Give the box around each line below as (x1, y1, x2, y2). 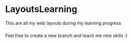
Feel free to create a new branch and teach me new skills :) (5, 32, 128, 38)
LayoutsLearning (5, 3, 78, 15)
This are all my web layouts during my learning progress (5, 20, 121, 26)
